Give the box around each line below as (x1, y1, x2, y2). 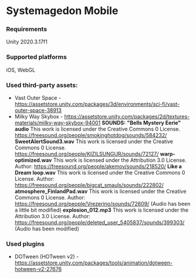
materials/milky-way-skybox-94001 (14, 119, 101, 127)
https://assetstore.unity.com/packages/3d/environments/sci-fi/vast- (14, 101, 180, 108)
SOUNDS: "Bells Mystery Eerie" (102, 119, 181, 127)
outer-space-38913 (14, 107, 62, 114)
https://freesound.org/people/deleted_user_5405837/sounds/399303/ (14, 219, 185, 226)
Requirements (6, 25, 48, 33)
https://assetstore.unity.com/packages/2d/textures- (64, 113, 190, 120)
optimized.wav (14, 157, 52, 164)
